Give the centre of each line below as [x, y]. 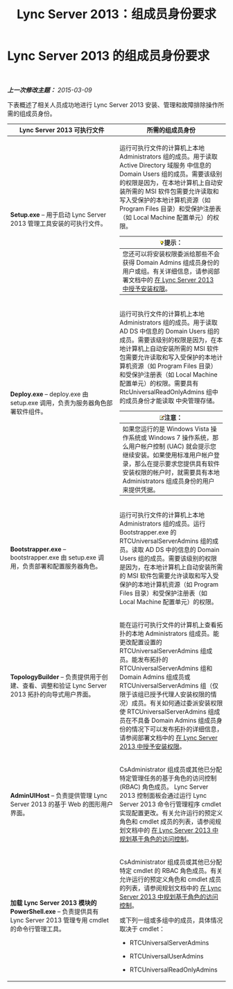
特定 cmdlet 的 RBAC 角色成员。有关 [171, 871]
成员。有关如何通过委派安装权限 [177, 703]
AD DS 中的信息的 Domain [182, 549]
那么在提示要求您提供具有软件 [177, 464]
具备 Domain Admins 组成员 [177, 720]
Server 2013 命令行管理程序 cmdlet [171, 804]
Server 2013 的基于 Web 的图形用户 [61, 804]
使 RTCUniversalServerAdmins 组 [167, 711]
